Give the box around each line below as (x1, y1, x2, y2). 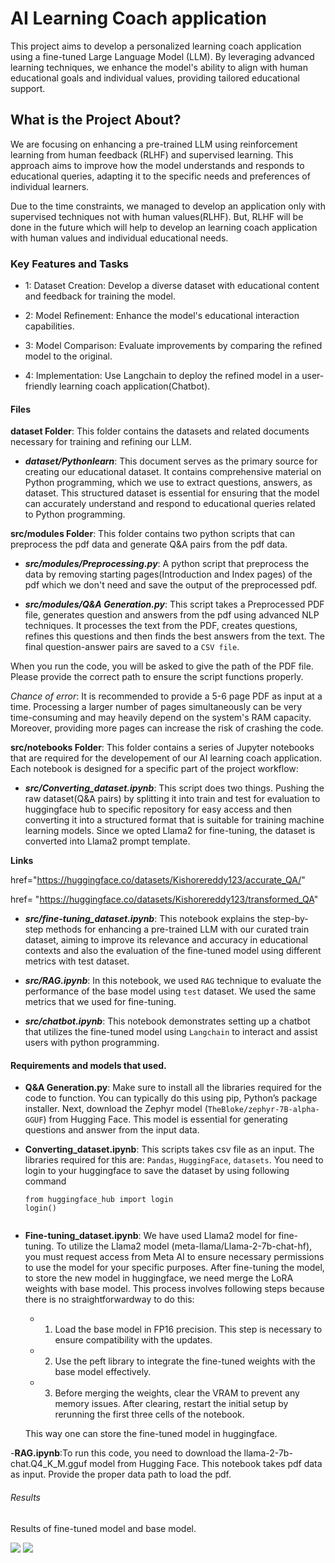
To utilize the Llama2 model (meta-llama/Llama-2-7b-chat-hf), (56, 1240, 313, 1252)
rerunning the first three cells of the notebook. (54, 1408, 245, 1421)
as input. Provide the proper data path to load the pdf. (10, 1468, 232, 1481)
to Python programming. (24, 508, 126, 521)
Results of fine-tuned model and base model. (10, 1522, 197, 1534)
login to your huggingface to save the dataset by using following (24, 1165, 290, 1177)
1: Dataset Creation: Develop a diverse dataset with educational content (24, 280, 320, 292)
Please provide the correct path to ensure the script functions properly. (10, 671, 304, 683)
